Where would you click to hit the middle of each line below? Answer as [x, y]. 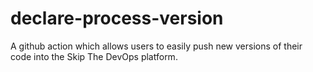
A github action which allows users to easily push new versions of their [156, 46]
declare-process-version [117, 18]
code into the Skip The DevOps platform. [94, 56]
